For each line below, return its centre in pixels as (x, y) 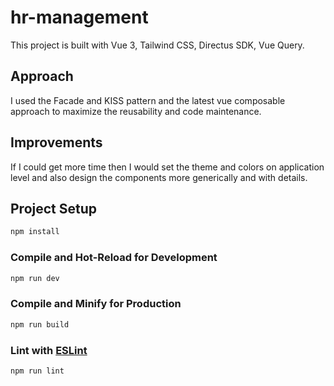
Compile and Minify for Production (96, 304)
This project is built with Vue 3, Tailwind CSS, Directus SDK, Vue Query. (157, 45)
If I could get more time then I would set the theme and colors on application (167, 167)
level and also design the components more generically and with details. (159, 177)
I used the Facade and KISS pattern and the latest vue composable (148, 100)
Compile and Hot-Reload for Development (114, 258)
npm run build (40, 324)
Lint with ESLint (49, 350)
